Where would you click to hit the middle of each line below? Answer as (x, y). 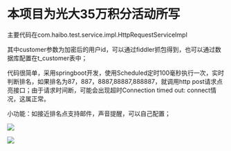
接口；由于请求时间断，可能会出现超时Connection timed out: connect (112, 90)
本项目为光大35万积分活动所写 (94, 14)
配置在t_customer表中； (53, 58)
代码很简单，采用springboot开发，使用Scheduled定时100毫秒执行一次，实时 (116, 73)
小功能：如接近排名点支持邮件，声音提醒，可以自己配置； (89, 113)
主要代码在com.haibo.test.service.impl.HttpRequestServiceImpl (98, 35)
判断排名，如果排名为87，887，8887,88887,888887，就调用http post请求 (112, 81)
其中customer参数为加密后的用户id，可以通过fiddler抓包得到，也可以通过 (111, 49)
